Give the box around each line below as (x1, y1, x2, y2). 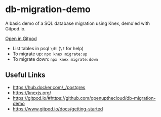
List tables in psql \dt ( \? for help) (12, 45, 84, 51)
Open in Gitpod (5, 35, 37, 42)
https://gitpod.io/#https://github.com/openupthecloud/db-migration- (12, 95, 156, 101)
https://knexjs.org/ (12, 90, 52, 96)
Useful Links (5, 71, 46, 80)
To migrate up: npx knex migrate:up (12, 51, 88, 57)
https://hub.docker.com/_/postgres (12, 84, 86, 90)
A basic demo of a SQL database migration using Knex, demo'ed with (5, 20, 150, 26)
